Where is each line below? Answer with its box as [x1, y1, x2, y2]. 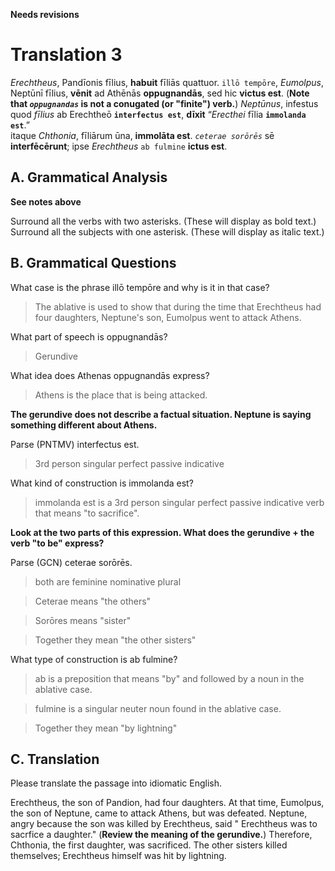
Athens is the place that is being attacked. [34, 389, 208, 401]
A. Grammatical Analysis [10, 169, 168, 186]
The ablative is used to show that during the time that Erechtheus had [34, 300, 322, 313]
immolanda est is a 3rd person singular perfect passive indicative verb [34, 496, 325, 508]
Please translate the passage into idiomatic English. [10, 777, 222, 789]
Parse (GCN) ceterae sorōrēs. [10, 556, 133, 568]
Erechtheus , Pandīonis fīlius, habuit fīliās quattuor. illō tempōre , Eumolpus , [10, 76, 325, 88]
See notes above [10, 195, 82, 208]
